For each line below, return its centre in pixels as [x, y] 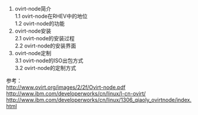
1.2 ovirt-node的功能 [40, 23]
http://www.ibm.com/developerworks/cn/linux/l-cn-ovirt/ [76, 93]
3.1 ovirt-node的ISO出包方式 [49, 60]
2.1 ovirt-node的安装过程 [45, 38]
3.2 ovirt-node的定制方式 [45, 68]
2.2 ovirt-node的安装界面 [45, 46]
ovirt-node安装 [33, 31]
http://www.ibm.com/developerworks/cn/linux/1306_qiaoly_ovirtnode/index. [99, 100]
